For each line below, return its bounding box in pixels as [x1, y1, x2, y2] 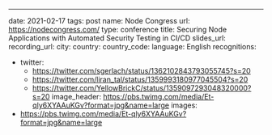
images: [171, 100, 198, 110]
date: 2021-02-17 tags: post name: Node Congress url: [8, 16, 190, 25]
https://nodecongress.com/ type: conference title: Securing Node [8, 25, 227, 34]
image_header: [51, 92, 102, 101]
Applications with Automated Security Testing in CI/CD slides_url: [8, 33, 227, 43]
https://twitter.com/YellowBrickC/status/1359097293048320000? [32, 83, 252, 93]
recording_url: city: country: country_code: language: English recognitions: [8, 42, 257, 51]
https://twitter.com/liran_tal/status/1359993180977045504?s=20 [32, 74, 249, 84]
